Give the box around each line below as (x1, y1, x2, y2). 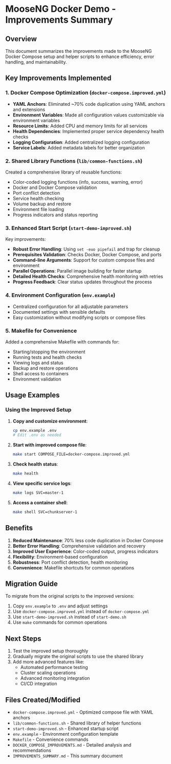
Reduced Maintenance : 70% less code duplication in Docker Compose (12, 537, 164, 543)
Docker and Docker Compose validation (12, 184, 97, 190)
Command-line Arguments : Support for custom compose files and (12, 257, 155, 263)
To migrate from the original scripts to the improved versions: (5, 593, 135, 599)
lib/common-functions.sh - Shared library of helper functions (12, 720, 142, 727)
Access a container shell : (12, 499, 68, 506)
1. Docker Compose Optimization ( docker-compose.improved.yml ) (5, 89, 166, 97)
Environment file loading (12, 206, 65, 212)
